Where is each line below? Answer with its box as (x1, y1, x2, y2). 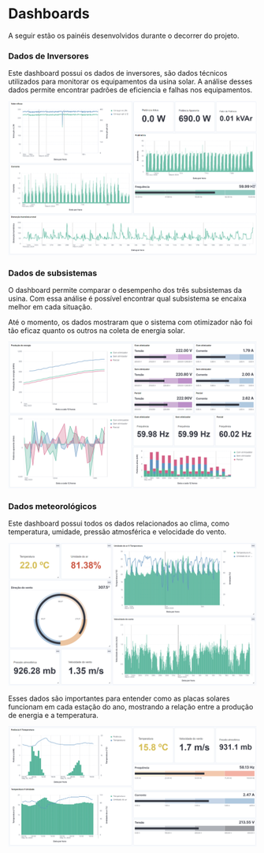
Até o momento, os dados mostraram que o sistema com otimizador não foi (8, 317, 253, 327)
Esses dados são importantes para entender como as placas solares (8, 694, 230, 703)
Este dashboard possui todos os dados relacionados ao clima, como (8, 518, 230, 529)
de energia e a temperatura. (8, 710, 99, 720)
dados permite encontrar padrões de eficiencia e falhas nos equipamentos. (8, 85, 253, 95)
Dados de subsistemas (8, 267, 98, 279)
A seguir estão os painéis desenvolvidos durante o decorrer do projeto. (8, 31, 240, 40)
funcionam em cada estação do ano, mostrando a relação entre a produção (8, 701, 254, 711)
